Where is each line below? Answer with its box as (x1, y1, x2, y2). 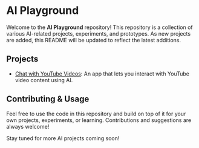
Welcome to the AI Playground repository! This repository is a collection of (6, 24, 193, 31)
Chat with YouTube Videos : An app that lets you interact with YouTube (15, 70, 189, 77)
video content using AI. (15, 76, 73, 83)
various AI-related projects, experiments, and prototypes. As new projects (6, 30, 191, 37)
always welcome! (6, 123, 50, 130)
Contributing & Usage (6, 94, 90, 105)
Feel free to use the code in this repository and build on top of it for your (6, 110, 186, 117)
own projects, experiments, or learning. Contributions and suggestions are (6, 116, 192, 124)
